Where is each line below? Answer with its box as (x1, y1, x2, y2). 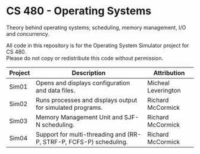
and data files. (35, 86, 76, 94)
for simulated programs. (35, 103, 103, 112)
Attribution (153, 69, 185, 77)
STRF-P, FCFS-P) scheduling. (42, 137, 128, 146)
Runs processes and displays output (35, 96, 137, 104)
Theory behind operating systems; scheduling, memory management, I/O (6, 24, 186, 31)
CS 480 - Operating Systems (6, 4, 152, 18)
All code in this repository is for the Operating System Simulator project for (6, 42, 189, 49)
